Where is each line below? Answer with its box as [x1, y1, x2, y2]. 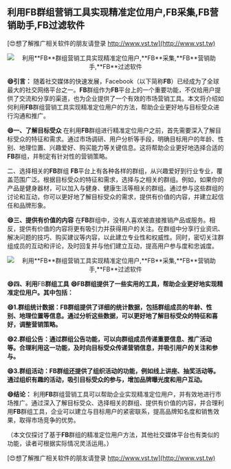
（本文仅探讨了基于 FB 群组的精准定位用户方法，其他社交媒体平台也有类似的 [7, 430, 220, 439]
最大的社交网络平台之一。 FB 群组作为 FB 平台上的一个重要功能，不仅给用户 [7, 86, 215, 94]
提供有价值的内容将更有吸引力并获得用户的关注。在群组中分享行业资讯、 [19, 224, 224, 232]
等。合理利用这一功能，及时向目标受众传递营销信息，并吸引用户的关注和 [7, 343, 212, 352]
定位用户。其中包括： [12, 288, 74, 297]
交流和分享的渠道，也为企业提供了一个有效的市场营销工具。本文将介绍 [19, 94, 218, 102]
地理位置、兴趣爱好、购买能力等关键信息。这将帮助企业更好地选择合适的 [19, 143, 224, 152]
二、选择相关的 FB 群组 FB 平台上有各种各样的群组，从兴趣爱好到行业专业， [7, 166, 217, 174]
